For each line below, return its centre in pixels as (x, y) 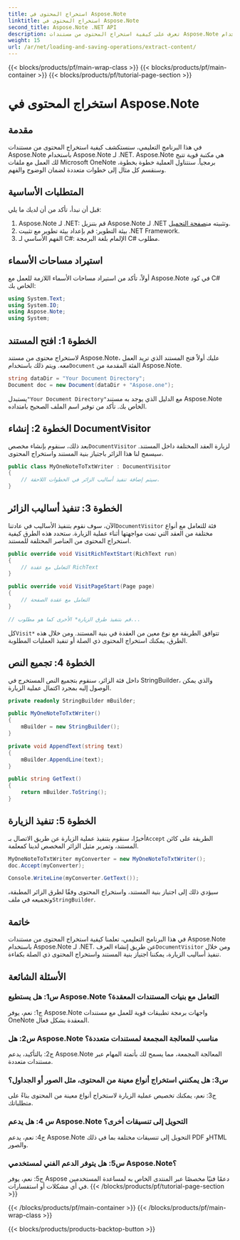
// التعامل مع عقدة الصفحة (55, 600)
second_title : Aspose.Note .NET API (62, 27)
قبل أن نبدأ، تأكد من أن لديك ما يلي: (55, 209)
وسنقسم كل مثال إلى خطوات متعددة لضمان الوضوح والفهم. (87, 170)
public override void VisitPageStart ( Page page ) (82, 587)
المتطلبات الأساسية (46, 192)
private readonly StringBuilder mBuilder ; (72, 701)
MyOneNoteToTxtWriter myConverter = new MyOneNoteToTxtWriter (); (107, 859)
